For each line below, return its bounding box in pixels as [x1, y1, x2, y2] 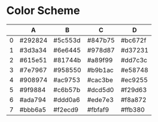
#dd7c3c [120, 56, 148, 64]
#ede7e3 [87, 95, 114, 104]
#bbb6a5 [19, 105, 47, 113]
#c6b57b [53, 85, 81, 94]
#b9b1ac [87, 65, 114, 74]
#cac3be [87, 76, 113, 84]
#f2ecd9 [53, 105, 78, 113]
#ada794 [19, 95, 47, 104]
